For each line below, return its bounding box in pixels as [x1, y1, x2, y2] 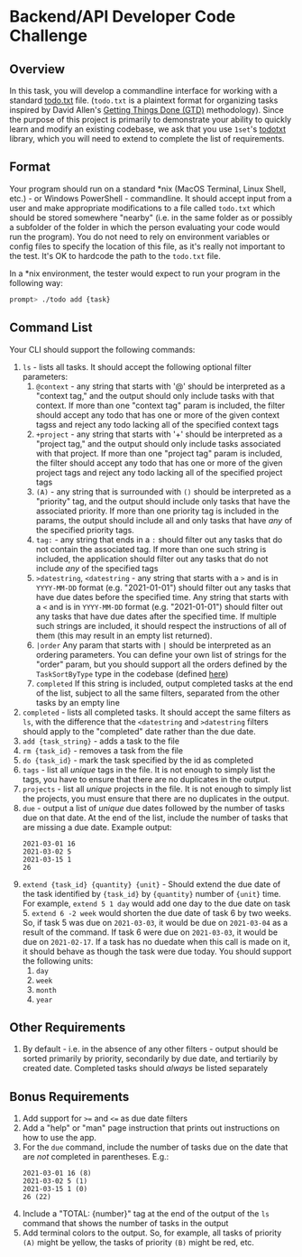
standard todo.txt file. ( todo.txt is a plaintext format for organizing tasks [9, 95, 279, 106]
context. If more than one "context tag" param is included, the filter [35, 400, 286, 411]
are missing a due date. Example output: [22, 821, 173, 832]
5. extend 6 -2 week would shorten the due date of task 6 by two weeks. [22, 907, 291, 918]
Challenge [9, 25, 88, 46]
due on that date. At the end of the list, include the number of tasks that [22, 812, 288, 823]
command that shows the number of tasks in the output [22, 1218, 229, 1229]
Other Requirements [9, 1020, 126, 1035]
